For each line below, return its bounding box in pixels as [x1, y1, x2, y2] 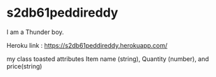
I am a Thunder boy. [6, 28, 64, 36]
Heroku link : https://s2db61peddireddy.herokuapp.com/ [6, 41, 168, 49]
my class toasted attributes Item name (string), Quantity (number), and [6, 54, 210, 63]
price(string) [6, 62, 43, 70]
